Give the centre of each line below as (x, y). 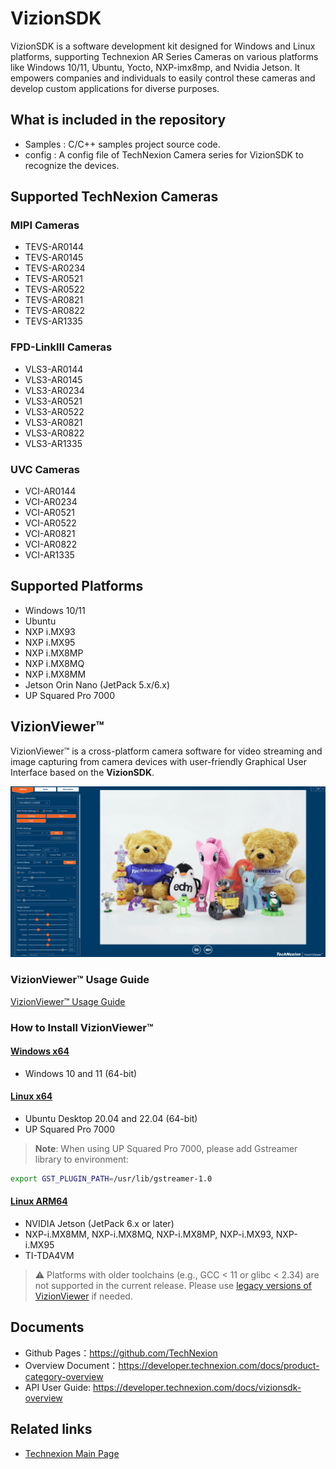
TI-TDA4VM (49, 1256)
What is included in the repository (118, 120)
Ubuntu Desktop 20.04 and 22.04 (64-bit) (111, 1118)
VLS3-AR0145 (53, 379)
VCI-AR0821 (50, 534)
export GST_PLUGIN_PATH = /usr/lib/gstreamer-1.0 (111, 1178)
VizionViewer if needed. (83, 1296)
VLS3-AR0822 (54, 433)
